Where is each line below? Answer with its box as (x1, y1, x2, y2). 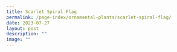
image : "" (6, 36, 31, 42)
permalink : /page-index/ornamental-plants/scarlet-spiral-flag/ (6, 14, 172, 20)
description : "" (6, 31, 47, 37)
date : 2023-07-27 (6, 20, 50, 26)
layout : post (6, 25, 39, 32)
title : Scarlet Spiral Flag (6, 8, 77, 15)
